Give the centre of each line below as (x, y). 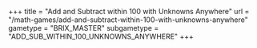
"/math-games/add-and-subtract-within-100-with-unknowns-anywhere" (128, 20)
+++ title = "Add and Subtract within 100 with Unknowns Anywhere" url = (129, 11)
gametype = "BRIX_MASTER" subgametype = (84, 28)
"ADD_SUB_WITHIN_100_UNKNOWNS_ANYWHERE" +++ (101, 36)
